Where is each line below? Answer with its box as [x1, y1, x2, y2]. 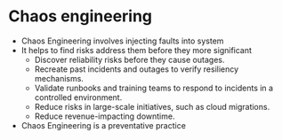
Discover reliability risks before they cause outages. [34, 54, 225, 65]
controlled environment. [34, 91, 123, 103]
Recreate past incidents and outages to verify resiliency [34, 64, 239, 74]
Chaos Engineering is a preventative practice [20, 120, 186, 130]
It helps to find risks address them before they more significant [20, 44, 253, 55]
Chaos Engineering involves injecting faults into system [20, 35, 224, 46]
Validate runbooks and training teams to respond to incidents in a [34, 82, 273, 93]
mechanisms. [34, 73, 84, 83]
